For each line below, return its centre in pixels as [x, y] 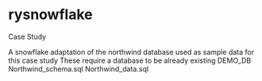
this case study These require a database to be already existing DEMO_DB [130, 60]
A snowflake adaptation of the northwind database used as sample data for [131, 52]
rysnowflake [50, 15]
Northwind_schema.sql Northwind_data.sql [79, 68]
